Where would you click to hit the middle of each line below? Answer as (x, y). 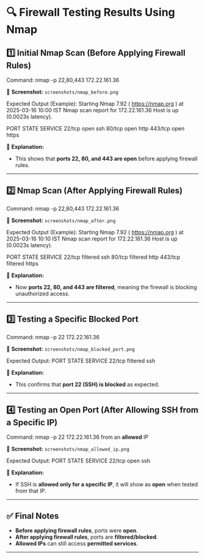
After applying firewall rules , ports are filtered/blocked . (87, 537)
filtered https (22, 263)
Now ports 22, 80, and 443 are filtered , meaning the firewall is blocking (106, 287)
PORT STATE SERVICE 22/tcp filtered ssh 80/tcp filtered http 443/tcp (93, 257)
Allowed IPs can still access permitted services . (77, 544)
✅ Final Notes (33, 516)
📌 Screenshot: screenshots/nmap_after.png (61, 220)
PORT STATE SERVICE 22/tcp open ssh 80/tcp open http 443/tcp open (95, 128)
